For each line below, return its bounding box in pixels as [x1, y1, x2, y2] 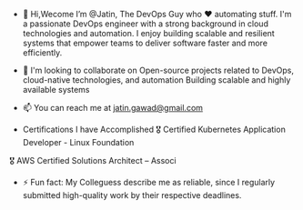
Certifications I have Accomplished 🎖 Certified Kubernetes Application [22, 124, 287, 135]
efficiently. [22, 47, 63, 58]
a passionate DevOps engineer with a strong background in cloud [22, 18, 268, 29]
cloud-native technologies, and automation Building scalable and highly [22, 75, 291, 85]
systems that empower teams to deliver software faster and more [22, 37, 268, 48]
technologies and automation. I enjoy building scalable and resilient [22, 28, 275, 38]
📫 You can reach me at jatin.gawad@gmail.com [22, 103, 203, 113]
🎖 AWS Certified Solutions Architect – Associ [9, 155, 177, 165]
